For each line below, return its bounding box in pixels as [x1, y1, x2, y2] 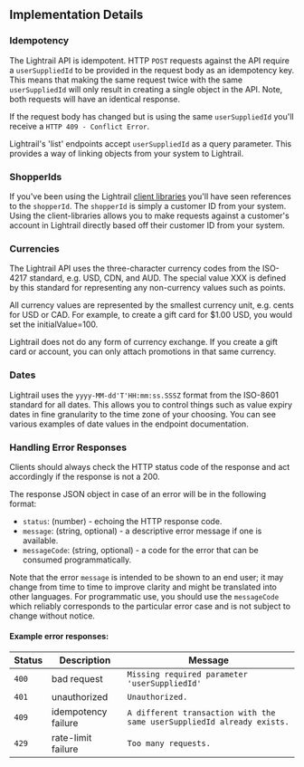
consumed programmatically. [22, 554, 132, 565]
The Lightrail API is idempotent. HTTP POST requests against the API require [9, 54, 290, 66]
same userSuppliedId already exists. [127, 717, 290, 727]
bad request [51, 673, 103, 686]
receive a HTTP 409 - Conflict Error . [9, 120, 150, 131]
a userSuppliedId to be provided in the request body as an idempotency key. [9, 64, 295, 75]
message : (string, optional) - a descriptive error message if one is [22, 525, 262, 536]
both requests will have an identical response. [9, 93, 181, 104]
